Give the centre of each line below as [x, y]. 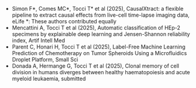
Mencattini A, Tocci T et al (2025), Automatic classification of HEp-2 [96, 28]
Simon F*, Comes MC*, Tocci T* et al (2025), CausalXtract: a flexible [98, 9]
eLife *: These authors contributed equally [64, 21]
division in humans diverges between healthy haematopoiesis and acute [101, 72]
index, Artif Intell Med [38, 40]
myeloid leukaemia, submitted [49, 78]
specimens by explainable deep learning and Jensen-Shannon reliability [101, 34]
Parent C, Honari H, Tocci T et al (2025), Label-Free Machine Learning [99, 47]
